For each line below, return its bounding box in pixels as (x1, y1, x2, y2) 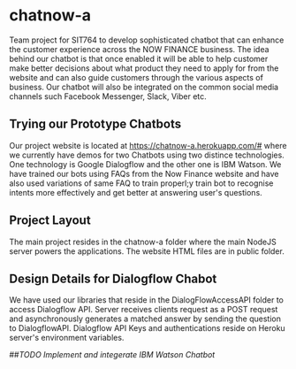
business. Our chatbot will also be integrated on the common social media (9, 81, 279, 92)
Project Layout (9, 213, 91, 228)
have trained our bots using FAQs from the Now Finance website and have (9, 168, 279, 179)
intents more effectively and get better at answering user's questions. (9, 187, 262, 197)
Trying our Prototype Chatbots (9, 117, 182, 132)
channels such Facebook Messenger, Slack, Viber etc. (9, 90, 208, 102)
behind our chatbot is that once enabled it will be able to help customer (9, 53, 269, 64)
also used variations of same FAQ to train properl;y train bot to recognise (9, 178, 274, 188)
